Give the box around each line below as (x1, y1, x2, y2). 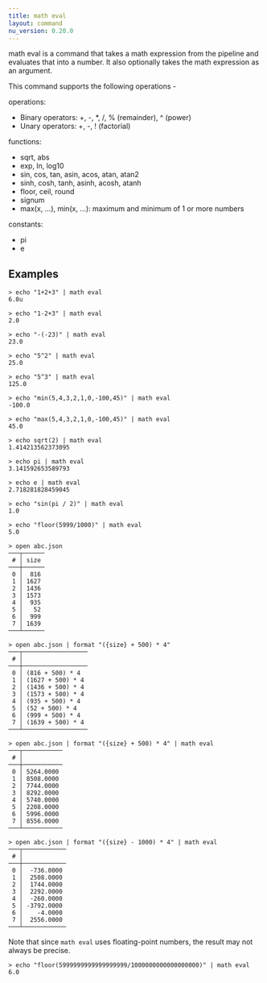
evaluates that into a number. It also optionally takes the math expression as (8, 57, 260, 67)
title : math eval (8, 11, 67, 20)
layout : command (8, 19, 63, 27)
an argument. (8, 66, 53, 76)
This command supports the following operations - (8, 81, 177, 91)
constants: (8, 219, 43, 230)
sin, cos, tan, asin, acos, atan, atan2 (19, 170, 139, 180)
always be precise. (8, 946, 71, 956)
